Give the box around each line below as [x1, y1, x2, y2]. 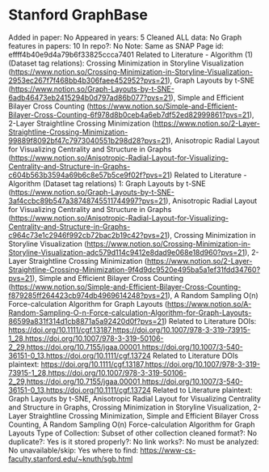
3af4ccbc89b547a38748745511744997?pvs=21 [8, 196, 166, 206]
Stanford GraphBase [8, 6, 148, 24]
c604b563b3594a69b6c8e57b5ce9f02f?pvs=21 [8, 170, 170, 180]
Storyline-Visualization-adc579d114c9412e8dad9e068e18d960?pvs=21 [8, 247, 245, 257]
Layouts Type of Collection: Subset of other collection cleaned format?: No [8, 427, 257, 438]
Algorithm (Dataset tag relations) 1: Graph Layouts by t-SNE [8, 178, 206, 188]
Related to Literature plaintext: [152, 385, 253, 394]
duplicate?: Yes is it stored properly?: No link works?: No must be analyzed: [8, 436, 259, 446]
